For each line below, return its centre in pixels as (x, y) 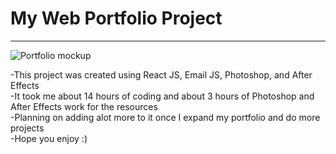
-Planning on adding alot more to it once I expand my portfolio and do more (165, 117)
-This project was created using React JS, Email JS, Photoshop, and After (161, 74)
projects (27, 128)
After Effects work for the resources (84, 106)
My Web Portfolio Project (116, 18)
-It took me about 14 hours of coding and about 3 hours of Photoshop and (162, 96)
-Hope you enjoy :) (49, 138)
